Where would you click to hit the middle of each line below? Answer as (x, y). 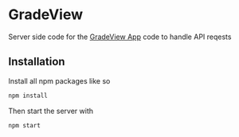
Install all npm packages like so (59, 80)
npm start (25, 125)
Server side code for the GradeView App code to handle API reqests (120, 37)
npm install (28, 96)
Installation (37, 62)
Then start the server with (51, 111)
